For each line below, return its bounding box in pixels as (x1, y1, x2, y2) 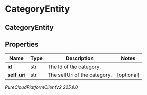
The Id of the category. (47, 63, 101, 70)
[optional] (116, 71, 140, 78)
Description (65, 55, 94, 62)
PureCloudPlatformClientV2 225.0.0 (5, 84, 78, 90)
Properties (5, 40, 39, 48)
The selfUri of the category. (47, 71, 112, 78)
